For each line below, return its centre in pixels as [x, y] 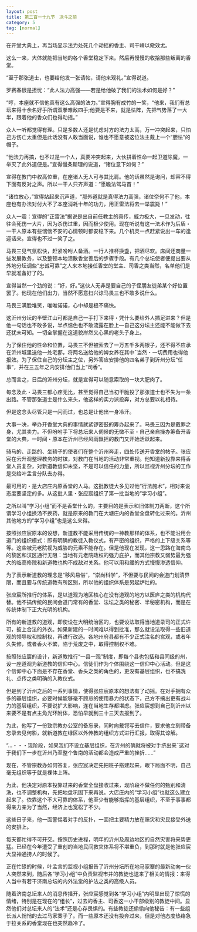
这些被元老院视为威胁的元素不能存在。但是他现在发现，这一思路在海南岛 [103, 548]
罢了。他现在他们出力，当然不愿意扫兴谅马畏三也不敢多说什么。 [83, 293]
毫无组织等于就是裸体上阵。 [40, 773]
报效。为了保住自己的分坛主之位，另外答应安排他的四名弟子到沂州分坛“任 [95, 360]
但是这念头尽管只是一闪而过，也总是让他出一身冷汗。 [70, 412]
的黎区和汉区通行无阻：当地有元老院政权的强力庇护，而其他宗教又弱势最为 [96, 555]
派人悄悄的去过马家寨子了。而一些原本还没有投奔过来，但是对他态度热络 [98, 916]
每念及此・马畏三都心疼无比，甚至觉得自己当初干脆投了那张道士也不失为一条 [98, 392]
